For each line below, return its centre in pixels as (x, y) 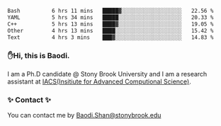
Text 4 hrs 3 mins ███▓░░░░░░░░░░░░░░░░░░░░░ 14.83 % (110, 37)
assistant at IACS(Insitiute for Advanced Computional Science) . (99, 81)
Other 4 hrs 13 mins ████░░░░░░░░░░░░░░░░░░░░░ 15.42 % (110, 30)
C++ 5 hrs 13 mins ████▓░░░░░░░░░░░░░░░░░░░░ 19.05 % (110, 24)
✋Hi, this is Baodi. (39, 56)
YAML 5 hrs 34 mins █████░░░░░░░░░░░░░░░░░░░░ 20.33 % (110, 17)
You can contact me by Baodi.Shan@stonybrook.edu (84, 115)
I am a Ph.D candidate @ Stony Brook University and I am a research (107, 74)
